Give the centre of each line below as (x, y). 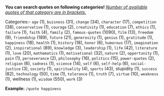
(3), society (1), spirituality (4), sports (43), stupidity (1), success (90, 69)
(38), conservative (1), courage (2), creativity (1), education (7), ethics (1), (81, 27)
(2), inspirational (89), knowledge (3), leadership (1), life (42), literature (81, 48)
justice (13, 69)
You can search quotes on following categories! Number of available (76, 7)
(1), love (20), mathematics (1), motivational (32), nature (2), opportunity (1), (82, 53)
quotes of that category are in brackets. (46, 12)
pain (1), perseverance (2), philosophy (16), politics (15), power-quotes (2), (80, 58)
